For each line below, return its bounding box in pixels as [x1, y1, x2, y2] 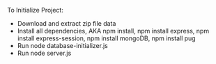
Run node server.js [17, 49, 72, 57]
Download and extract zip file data [17, 19, 116, 27]
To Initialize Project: [7, 6, 64, 14]
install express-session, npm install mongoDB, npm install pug [17, 34, 196, 42]
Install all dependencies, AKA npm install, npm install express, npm [17, 27, 210, 35]
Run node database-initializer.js [17, 42, 108, 49]
